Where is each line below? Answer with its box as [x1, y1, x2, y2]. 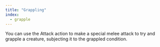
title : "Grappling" [5, 7, 47, 13]
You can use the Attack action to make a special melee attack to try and [5, 31, 155, 37]
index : [5, 12, 19, 17]
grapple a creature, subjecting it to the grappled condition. [5, 36, 127, 42]
